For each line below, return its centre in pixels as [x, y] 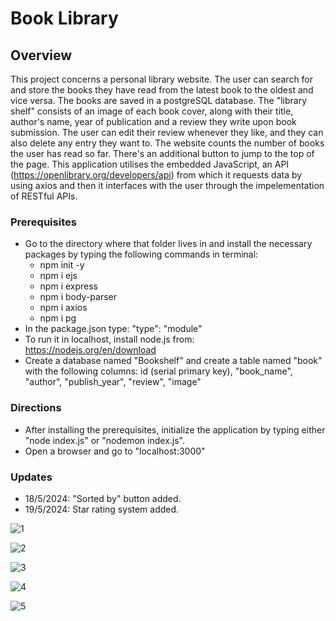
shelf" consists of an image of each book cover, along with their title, [152, 111]
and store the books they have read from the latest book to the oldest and [162, 90]
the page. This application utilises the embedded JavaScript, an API [150, 164]
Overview [41, 55]
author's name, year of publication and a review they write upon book [153, 121]
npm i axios [63, 308]
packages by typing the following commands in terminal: [141, 254]
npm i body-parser [78, 297]
